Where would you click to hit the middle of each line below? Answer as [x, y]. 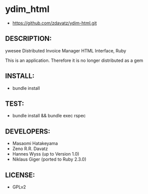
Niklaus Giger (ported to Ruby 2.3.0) [49, 159]
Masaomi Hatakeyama [35, 144]
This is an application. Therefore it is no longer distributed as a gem [74, 60]
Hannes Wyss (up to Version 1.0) [46, 154]
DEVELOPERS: [28, 131]
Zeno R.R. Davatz [30, 149]
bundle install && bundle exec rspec [49, 116]
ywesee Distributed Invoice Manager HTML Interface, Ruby [66, 50]
